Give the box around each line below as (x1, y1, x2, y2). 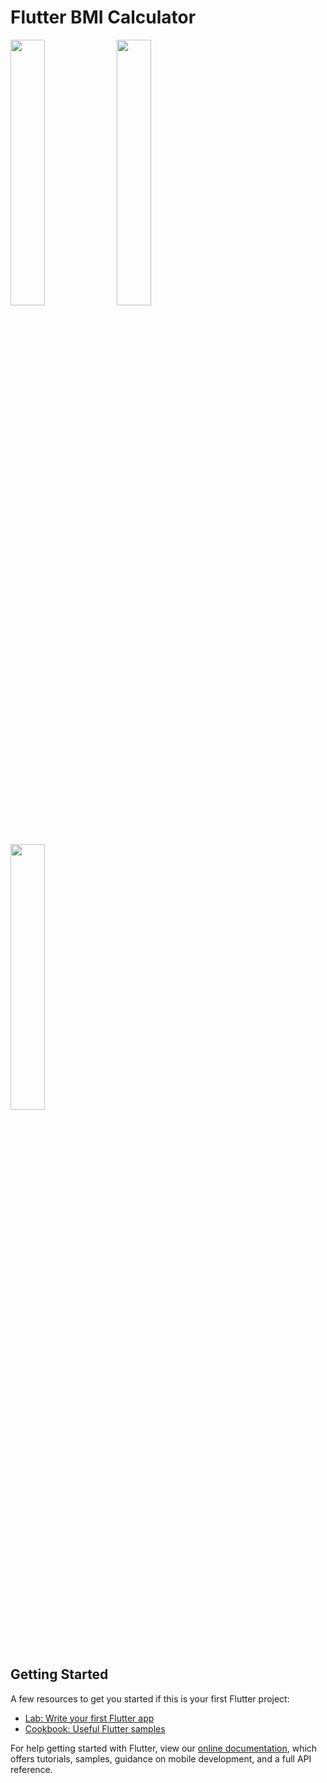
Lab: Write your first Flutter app (24, 1712, 155, 1724)
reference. (10, 1763, 53, 1775)
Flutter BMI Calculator (10, 6, 197, 29)
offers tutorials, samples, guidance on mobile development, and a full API (10, 1752, 312, 1765)
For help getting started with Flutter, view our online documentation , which (10, 1742, 318, 1754)
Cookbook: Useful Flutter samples (24, 1722, 166, 1735)
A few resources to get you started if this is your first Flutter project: (10, 1692, 290, 1705)
